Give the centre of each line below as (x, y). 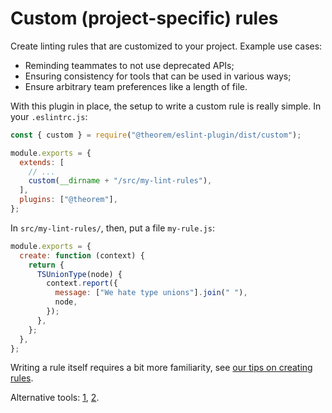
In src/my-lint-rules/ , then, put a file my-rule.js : (112, 228)
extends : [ (42, 162)
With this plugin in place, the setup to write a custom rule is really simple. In (166, 106)
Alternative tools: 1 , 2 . (55, 398)
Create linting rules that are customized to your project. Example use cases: (166, 46)
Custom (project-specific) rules (144, 18)
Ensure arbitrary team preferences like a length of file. (136, 86)
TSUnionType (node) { (79, 274)
